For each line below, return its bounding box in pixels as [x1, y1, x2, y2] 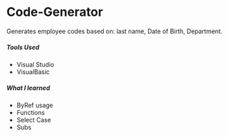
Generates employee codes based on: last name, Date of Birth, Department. [6, 27, 223, 35]
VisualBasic [16, 67, 50, 76]
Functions [16, 108, 46, 116]
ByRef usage [16, 101, 53, 109]
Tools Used [6, 43, 39, 51]
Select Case [16, 116, 51, 124]
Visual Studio [16, 60, 55, 68]
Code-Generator [6, 4, 103, 20]
